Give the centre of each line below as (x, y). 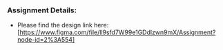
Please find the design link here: (63, 25)
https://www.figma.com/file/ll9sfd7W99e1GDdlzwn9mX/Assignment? (118, 32)
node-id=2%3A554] (46, 40)
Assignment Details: (42, 10)
